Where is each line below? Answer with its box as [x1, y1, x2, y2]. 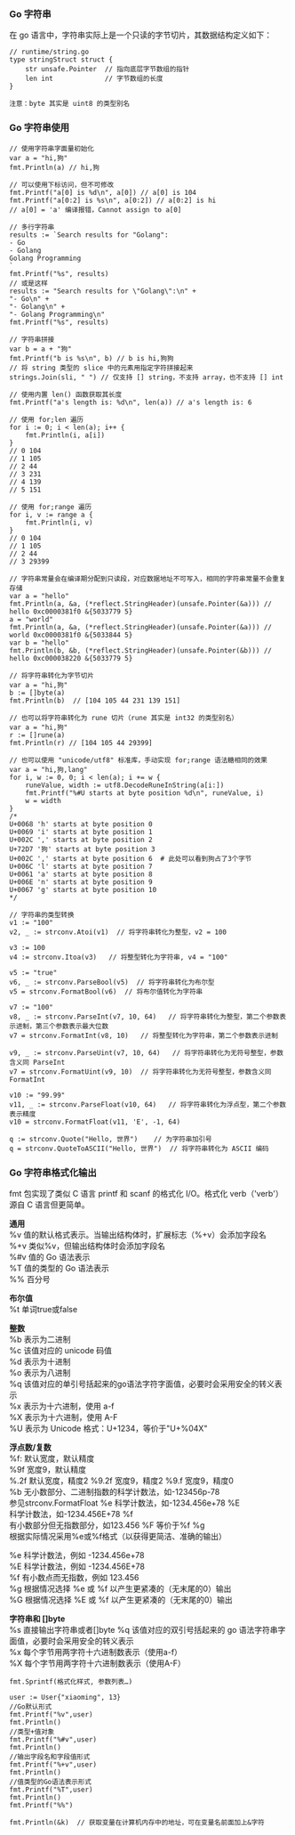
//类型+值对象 [9, 1727, 55, 1736]
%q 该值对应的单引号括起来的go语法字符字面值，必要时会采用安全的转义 [9, 1378, 275, 1389]
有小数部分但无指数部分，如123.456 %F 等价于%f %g [9, 1520, 205, 1531]
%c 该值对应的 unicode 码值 [9, 1344, 113, 1355]
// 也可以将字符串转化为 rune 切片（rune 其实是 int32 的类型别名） [9, 713, 238, 722]
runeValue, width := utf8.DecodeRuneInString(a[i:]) [25, 781, 225, 790]
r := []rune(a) [9, 730, 66, 740]
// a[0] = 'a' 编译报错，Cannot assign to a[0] [9, 205, 182, 215]
